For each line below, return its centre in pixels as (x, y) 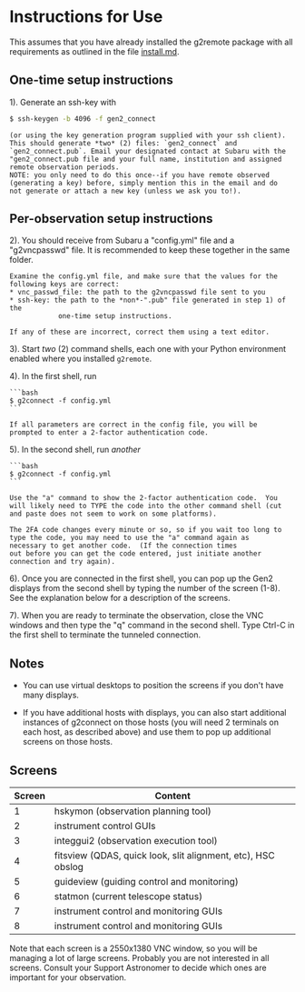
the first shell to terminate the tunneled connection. (105, 635)
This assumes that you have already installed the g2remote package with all (151, 42)
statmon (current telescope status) (128, 897)
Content (172, 796)
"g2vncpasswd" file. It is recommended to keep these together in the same (150, 250)
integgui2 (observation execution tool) (136, 841)
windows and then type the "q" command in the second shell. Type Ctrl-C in (152, 626)
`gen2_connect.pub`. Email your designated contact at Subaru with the (148, 151)
